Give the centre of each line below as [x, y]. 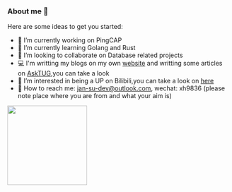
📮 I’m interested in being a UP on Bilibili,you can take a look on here [116, 81]
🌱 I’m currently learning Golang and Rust [76, 48]
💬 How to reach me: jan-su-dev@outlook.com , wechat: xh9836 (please [121, 88]
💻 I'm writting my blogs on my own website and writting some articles [120, 64]
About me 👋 [28, 11]
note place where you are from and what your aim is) [94, 96]
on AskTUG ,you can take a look [63, 73]
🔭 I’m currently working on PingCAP [70, 40]
